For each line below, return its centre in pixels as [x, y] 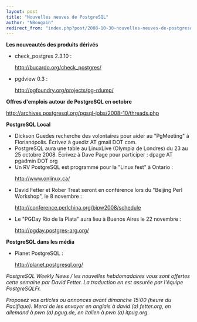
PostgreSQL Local [28, 125]
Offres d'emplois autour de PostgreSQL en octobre [69, 102]
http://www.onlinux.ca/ [42, 179]
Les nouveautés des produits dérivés [52, 45]
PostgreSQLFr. [23, 288]
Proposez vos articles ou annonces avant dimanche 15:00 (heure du [89, 300]
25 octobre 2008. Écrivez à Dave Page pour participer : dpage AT [94, 155]
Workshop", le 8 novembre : [48, 196]
